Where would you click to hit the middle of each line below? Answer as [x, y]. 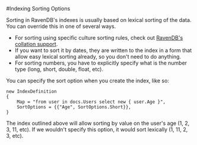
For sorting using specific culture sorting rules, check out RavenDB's [99, 38]
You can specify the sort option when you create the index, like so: [88, 80]
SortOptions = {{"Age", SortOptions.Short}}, [74, 107]
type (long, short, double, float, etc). [59, 69]
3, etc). [15, 136]
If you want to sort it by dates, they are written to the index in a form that [103, 50]
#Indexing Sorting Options [38, 9]
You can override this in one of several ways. [61, 26]
